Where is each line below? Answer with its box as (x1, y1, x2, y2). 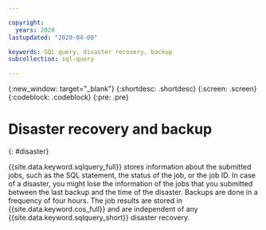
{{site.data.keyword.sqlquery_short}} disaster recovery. (8, 212, 190, 223)
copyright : (8, 18, 45, 26)
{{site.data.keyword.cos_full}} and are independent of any (8, 205, 198, 214)
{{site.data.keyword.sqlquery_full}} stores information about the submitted (8, 162, 252, 172)
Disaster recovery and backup (8, 120, 213, 138)
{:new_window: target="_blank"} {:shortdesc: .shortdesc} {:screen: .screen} (8, 84, 257, 94)
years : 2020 (15, 25, 56, 34)
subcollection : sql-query (8, 55, 94, 64)
